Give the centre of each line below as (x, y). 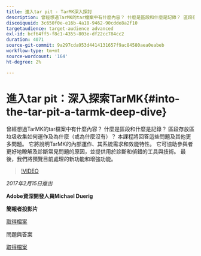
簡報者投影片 (22, 209)
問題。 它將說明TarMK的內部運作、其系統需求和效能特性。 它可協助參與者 (102, 144)
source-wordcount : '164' (37, 56)
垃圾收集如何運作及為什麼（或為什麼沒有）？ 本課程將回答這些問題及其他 (96, 137)
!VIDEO (30, 171)
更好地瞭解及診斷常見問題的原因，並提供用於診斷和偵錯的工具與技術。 (93, 152)
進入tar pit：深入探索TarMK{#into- (93, 99)
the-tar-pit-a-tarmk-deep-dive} (87, 112)
